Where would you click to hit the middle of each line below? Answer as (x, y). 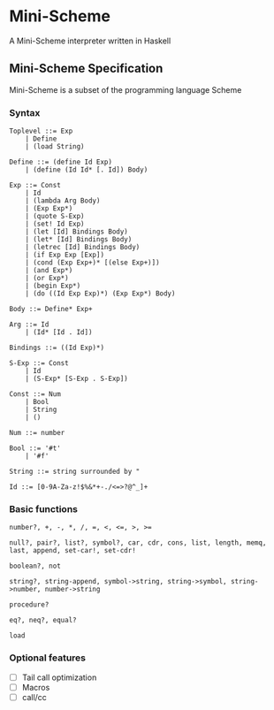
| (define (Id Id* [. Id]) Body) (87, 170)
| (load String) (55, 147)
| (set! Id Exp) (55, 224)
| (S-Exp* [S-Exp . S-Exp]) (76, 379)
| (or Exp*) (47, 279)
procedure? (29, 605)
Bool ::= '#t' (35, 448)
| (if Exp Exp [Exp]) (65, 255)
